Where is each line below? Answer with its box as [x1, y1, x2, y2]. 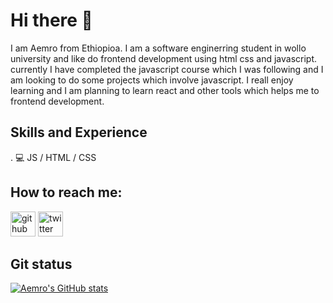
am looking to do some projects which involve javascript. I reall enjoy [10, 74, 294, 86]
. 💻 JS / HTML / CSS [10, 151, 97, 163]
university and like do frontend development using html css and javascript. [10, 52, 318, 64]
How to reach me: [10, 184, 123, 201]
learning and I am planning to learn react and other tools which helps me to [10, 84, 320, 96]
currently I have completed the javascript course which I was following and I [10, 63, 324, 75]
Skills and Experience [10, 124, 148, 141]
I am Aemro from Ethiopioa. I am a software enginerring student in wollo [10, 42, 307, 54]
